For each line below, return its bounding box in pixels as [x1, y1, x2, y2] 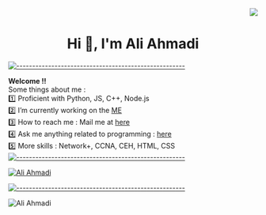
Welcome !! [8, 76, 47, 85]
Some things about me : [8, 85, 86, 94]
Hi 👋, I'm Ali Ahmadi [66, 35, 199, 53]
